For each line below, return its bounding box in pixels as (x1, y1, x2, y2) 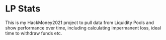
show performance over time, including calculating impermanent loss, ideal (5, 24, 161, 30)
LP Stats (5, 3, 41, 14)
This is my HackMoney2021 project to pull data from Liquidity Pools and (5, 19, 154, 25)
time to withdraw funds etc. (5, 30, 62, 36)
